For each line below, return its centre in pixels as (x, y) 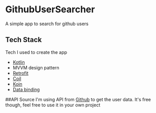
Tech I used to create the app (36, 52)
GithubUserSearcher (50, 10)
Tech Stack (24, 40)
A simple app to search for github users (47, 24)
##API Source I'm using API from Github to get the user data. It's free (78, 99)
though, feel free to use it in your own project (53, 105)
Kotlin (19, 62)
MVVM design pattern (36, 67)
